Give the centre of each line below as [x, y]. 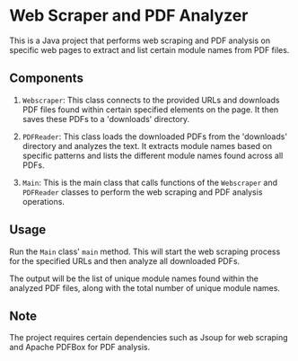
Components [46, 79]
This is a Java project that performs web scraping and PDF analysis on [140, 40]
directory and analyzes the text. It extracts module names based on [147, 145]
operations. [44, 201]
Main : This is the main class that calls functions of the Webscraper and [150, 182]
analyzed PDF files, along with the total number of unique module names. [145, 287]
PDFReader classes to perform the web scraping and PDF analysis [142, 192]
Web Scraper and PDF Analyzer [129, 16]
